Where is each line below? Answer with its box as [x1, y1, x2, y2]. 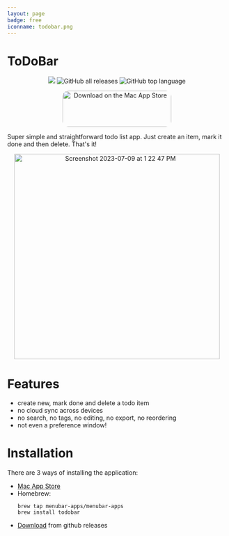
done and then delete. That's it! [7, 140, 97, 148]
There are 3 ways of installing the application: [7, 468, 138, 477]
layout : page [7, 10, 45, 17]
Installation [7, 446, 74, 462]
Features [7, 376, 60, 392]
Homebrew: [17, 489, 52, 498]
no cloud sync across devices [17, 407, 103, 415]
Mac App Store [17, 482, 61, 491]
